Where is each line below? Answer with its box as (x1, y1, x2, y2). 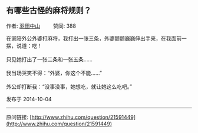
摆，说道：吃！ (6, 42, 42, 49)
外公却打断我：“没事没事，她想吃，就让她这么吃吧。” (6, 83, 133, 90)
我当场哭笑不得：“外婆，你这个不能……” (6, 69, 102, 77)
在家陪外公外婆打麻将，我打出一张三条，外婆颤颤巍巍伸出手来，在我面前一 (6, 35, 187, 42)
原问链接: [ (6, 114, 32, 121)
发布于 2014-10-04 (6, 95, 52, 102)
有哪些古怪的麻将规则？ (6, 5, 91, 16)
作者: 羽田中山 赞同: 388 (6, 22, 77, 29)
